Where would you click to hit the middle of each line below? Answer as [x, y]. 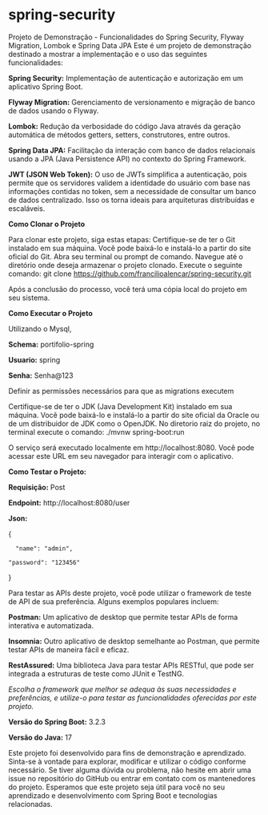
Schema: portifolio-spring [51, 344]
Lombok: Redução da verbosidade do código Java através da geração [125, 126]
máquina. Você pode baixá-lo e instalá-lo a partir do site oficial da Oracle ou [134, 415]
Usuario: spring [34, 359]
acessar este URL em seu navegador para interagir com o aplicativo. [121, 456]
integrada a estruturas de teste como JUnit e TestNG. [96, 673]
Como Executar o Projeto [51, 313]
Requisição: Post [37, 487]
